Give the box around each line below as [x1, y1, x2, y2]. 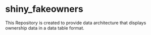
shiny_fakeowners [5, 3, 83, 15]
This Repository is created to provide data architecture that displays [5, 20, 146, 26]
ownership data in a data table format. [5, 25, 84, 31]
